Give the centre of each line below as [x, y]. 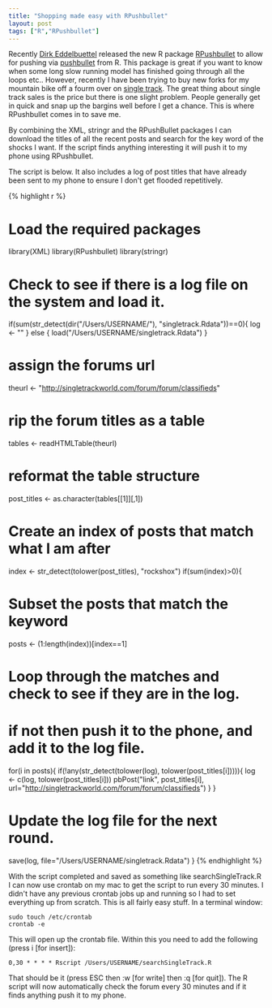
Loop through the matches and [114, 677]
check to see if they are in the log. [124, 694]
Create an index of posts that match [131, 532]
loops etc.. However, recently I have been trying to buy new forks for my [129, 80]
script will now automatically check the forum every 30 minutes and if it [127, 986]
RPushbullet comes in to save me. [65, 115]
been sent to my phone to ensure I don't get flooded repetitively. [116, 180]
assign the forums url [82, 366]
